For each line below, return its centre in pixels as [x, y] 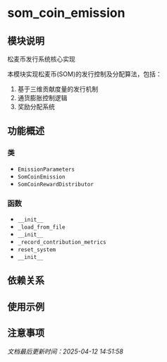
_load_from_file [41, 227]
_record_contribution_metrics [62, 242]
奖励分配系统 [36, 107]
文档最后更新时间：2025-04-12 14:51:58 [65, 351]
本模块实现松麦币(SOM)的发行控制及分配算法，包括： [85, 74]
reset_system [37, 249]
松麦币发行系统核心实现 [41, 59]
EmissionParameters [46, 169]
